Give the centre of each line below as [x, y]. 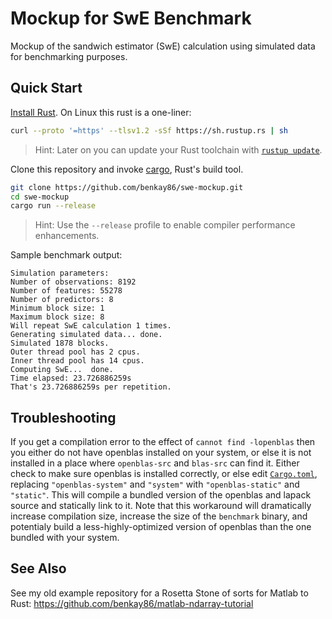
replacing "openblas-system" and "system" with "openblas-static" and [155, 484]
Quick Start [46, 88]
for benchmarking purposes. [69, 56]
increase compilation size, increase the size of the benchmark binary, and [159, 516]
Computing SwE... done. [62, 370]
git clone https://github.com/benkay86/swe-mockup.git [127, 187]
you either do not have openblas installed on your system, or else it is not [161, 453]
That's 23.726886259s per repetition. [91, 387]
